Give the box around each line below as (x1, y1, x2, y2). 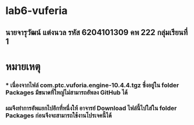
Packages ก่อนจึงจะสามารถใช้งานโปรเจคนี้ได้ (5, 111, 112, 119)
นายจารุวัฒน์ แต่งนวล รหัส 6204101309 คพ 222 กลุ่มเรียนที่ (5, 27, 188, 37)
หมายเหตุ (5, 60, 41, 73)
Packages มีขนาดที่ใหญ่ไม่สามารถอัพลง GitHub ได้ (5, 88, 128, 96)
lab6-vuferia (5, 4, 68, 18)
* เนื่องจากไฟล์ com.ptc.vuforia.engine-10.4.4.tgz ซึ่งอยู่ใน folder (5, 81, 179, 89)
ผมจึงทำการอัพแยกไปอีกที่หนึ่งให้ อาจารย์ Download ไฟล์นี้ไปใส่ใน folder (5, 104, 177, 112)
